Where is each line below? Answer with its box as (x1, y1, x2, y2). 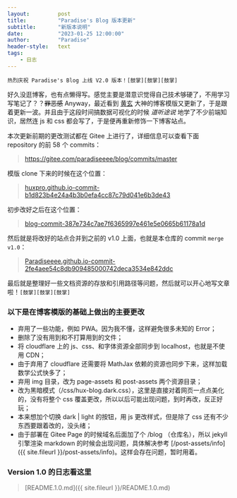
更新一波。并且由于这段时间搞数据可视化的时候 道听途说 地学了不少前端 (13, 107, 221, 116)
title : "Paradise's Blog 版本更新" (7, 17, 136, 24)
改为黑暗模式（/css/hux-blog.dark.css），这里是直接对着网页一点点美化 (17, 386, 224, 395)
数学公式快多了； (17, 368, 68, 377)
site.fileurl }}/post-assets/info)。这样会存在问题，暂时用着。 (27, 448, 202, 456)
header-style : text (7, 43, 71, 50)
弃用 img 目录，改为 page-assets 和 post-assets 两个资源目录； (17, 377, 202, 386)
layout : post (7, 10, 71, 18)
